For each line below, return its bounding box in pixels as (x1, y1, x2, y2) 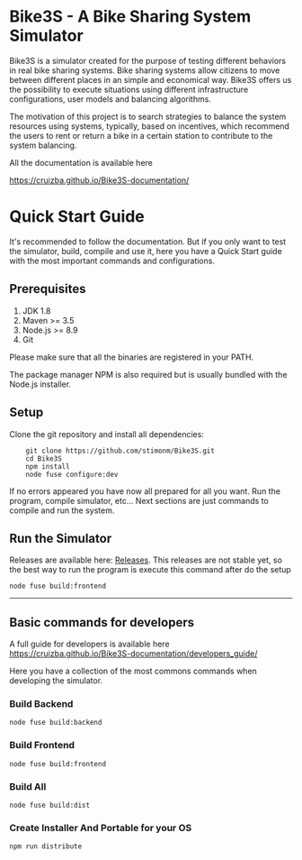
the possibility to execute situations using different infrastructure (9, 84, 249, 95)
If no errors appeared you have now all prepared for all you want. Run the (9, 485, 281, 497)
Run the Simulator (9, 530, 112, 546)
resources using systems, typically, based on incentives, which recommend (9, 120, 290, 132)
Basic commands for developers (9, 615, 195, 630)
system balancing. (9, 140, 77, 151)
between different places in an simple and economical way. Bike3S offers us (9, 74, 292, 85)
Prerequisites (9, 281, 86, 297)
